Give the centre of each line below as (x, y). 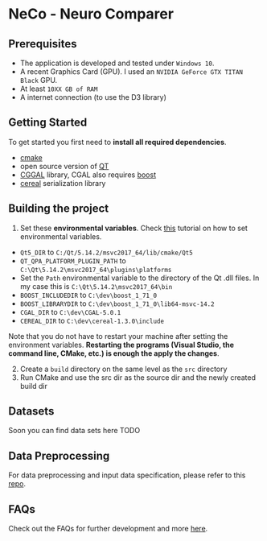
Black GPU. (39, 80)
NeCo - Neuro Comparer (91, 14)
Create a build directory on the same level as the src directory (123, 369)
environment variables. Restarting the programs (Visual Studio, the (121, 345)
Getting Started (48, 123)
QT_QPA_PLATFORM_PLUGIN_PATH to (73, 260)
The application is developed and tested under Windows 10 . (117, 63)
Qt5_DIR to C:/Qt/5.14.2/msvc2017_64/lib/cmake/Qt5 (106, 252)
